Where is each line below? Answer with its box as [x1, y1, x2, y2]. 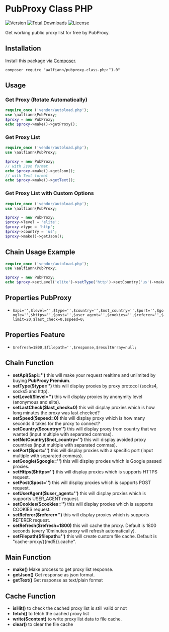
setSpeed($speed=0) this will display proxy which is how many [12, 415, 145, 421]
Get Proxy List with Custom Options [5, 190, 94, 197]
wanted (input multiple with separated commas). [12, 431, 113, 437]
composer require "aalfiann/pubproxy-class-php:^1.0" [5, 67, 121, 72]
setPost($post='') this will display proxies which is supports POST [12, 479, 151, 485]
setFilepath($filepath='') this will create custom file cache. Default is [12, 533, 157, 539]
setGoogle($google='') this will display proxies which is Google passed [12, 458, 162, 464]
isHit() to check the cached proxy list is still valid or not [12, 605, 127, 611]
